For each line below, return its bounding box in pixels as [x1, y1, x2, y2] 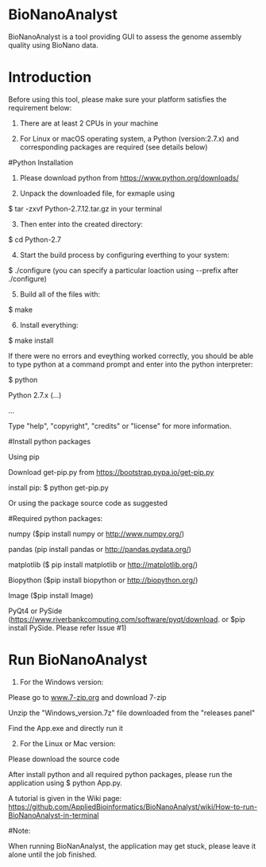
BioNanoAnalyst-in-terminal [8, 810, 99, 820]
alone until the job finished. [8, 850, 97, 859]
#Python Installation [8, 157, 74, 167]
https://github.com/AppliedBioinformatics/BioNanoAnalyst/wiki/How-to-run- [8, 802, 258, 811]
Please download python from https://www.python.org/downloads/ [19, 173, 240, 182]
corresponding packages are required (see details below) [19, 142, 208, 152]
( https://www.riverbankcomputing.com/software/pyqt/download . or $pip [8, 614, 246, 624]
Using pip [8, 452, 40, 461]
